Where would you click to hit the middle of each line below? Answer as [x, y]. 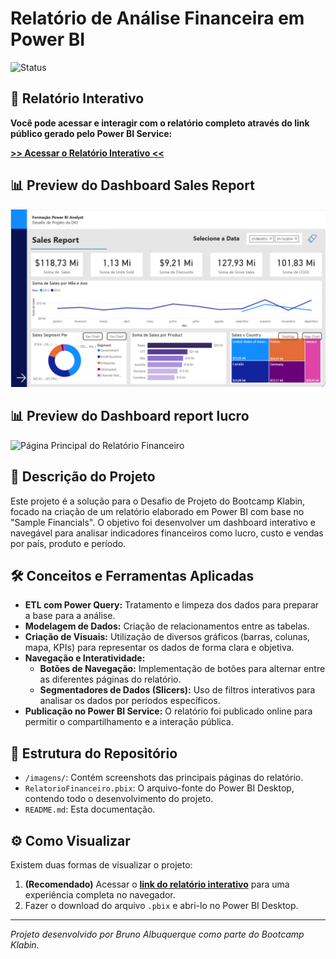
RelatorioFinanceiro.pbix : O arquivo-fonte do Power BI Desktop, [159, 788]
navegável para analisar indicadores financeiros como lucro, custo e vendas [167, 533]
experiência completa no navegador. [100, 895]
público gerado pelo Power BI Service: [91, 133]
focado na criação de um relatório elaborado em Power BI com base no [157, 511]
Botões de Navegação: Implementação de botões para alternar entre [182, 669]
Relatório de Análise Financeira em [157, 18]
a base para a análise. [70, 616]
